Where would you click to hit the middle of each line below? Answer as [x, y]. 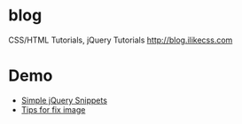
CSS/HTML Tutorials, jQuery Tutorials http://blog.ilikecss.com [121, 40]
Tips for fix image [53, 109]
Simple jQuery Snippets [64, 100]
